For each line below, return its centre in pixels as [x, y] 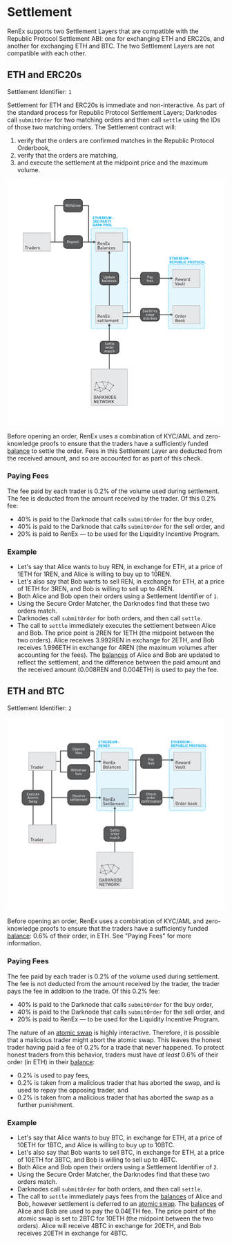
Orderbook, [33, 148]
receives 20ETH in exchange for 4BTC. [72, 1233]
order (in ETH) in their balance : [51, 1061]
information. [25, 943]
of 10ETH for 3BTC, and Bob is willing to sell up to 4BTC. [97, 1160]
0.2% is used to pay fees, [54, 1075]
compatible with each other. [47, 53]
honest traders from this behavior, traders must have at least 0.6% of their [113, 1055]
